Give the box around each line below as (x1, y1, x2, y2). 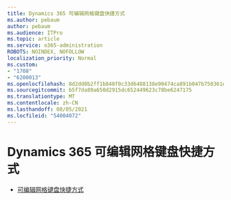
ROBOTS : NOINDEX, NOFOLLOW (7, 49, 85, 56)
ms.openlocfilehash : (7, 80, 67, 87)
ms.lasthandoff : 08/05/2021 (7, 106, 88, 113)
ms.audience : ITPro (7, 29, 63, 36)
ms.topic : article (7, 36, 60, 43)
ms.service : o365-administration (7, 42, 103, 49)
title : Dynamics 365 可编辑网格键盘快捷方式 (7, 10, 125, 17)
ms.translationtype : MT (7, 93, 76, 100)
